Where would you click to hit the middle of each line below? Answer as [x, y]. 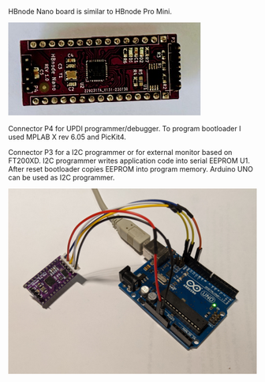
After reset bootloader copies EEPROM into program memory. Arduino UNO [131, 169]
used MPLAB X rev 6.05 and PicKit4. [67, 137]
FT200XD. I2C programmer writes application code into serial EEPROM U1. [129, 161]
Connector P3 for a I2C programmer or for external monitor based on [120, 152]
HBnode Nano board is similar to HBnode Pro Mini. [90, 11]
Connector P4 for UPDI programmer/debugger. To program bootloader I [125, 129]
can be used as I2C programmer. [62, 178]
